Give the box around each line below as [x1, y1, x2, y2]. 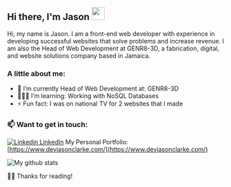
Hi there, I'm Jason [7, 11, 90, 23]
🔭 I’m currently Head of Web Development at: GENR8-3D [17, 84, 179, 93]
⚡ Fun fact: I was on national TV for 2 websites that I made [17, 99, 183, 108]
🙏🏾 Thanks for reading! [7, 172, 73, 180]
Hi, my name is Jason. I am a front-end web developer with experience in [7, 29, 215, 38]
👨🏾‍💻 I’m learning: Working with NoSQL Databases [17, 92, 159, 100]
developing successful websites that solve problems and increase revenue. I [7, 37, 224, 45]
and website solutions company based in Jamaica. [7, 51, 151, 59]
